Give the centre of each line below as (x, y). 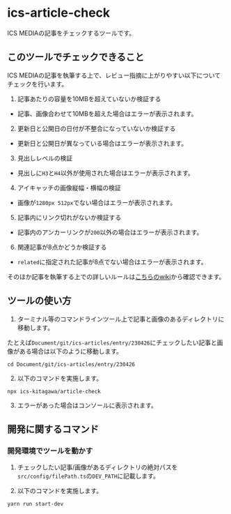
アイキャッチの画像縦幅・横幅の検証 (69, 188)
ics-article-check (59, 13)
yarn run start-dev (35, 504)
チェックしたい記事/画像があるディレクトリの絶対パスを (97, 467)
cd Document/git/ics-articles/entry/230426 (71, 364)
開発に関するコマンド (53, 429)
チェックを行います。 (38, 84)
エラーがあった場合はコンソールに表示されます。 (87, 405)
